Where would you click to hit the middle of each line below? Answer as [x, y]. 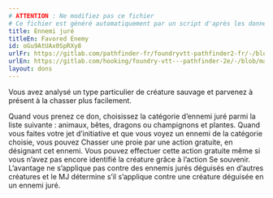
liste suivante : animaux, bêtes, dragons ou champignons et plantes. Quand [134, 125]
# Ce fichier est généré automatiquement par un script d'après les [127, 24]
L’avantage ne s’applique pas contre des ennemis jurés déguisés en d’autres [136, 168]
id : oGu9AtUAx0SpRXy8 [45, 46]
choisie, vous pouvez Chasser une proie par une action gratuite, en [121, 142]
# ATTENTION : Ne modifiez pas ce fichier [81, 16]
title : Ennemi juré [41, 31]
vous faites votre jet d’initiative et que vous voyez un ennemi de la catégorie [135, 133]
